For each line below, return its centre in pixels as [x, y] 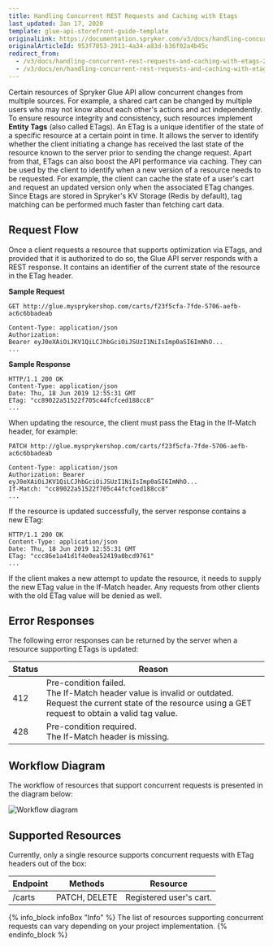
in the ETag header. [41, 275]
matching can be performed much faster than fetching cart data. [117, 204]
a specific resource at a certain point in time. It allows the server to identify [134, 135]
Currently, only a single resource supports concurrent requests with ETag [131, 855]
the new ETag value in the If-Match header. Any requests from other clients [134, 587]
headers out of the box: [48, 864]
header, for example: [43, 431]
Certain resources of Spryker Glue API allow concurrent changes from [126, 92]
